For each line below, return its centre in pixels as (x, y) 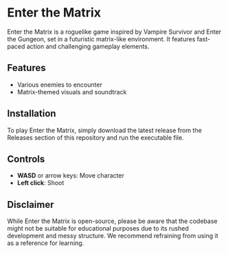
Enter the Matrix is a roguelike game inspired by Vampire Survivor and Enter (114, 32)
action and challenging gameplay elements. (88, 46)
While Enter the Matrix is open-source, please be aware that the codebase (112, 221)
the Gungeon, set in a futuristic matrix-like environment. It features (101, 39)
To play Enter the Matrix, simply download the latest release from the (105, 130)
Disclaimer (31, 204)
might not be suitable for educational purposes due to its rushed (98, 229)
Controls (26, 159)
